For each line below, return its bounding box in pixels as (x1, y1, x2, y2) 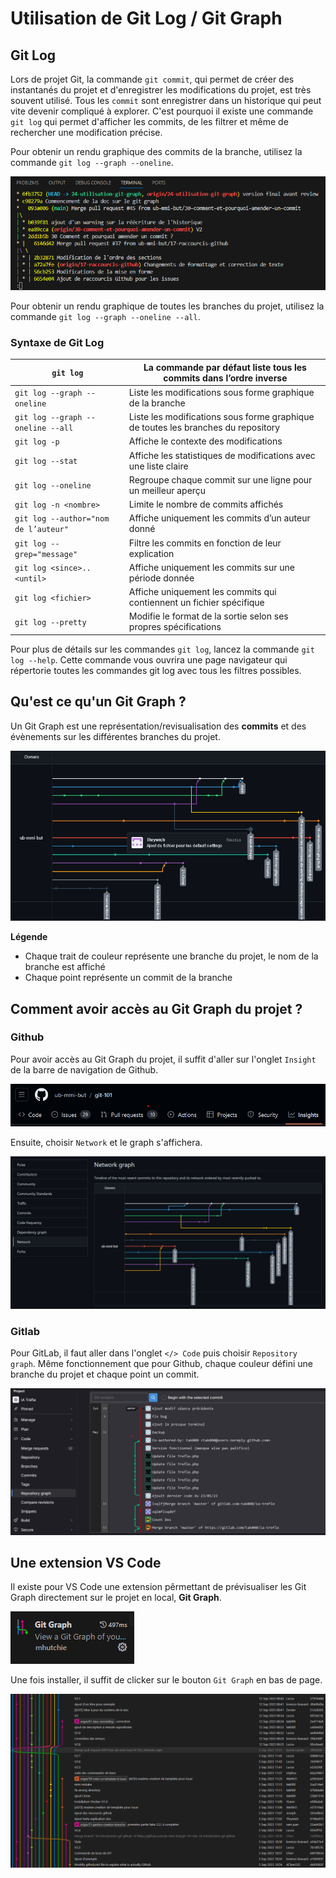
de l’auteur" (14, 525, 69, 535)
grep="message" (14, 549, 78, 559)
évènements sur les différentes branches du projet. (10, 730, 221, 742)
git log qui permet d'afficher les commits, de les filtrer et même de (10, 116, 289, 127)
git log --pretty (14, 617, 87, 627)
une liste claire (128, 460, 189, 472)
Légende (10, 931, 48, 943)
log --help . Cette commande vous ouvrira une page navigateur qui (10, 653, 288, 666)
